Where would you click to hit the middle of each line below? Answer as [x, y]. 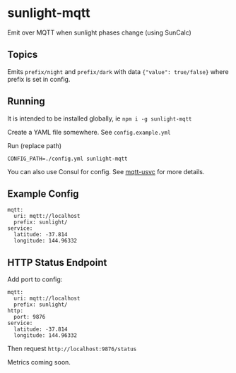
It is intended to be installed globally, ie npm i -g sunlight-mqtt [100, 118]
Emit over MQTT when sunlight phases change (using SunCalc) [100, 32]
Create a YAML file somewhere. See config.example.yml [89, 132]
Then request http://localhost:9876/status [72, 349]
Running [26, 101]
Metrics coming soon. [39, 362]
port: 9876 [30, 317]
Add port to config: [35, 279]
